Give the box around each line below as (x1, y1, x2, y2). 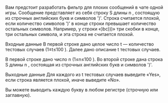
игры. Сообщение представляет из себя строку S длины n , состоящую (5, 10, 160, 16)
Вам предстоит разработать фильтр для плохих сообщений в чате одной (5, 5, 163, 10)
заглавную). (5, 92, 31, 98)
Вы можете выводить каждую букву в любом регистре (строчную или (5, 87, 158, 93)
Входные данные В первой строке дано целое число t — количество (5, 41, 154, 47)
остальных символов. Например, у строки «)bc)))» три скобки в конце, (5, 26, 160, 32)
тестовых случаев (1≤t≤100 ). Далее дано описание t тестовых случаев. (5, 47, 161, 52)
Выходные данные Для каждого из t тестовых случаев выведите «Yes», (5, 72, 161, 78)
